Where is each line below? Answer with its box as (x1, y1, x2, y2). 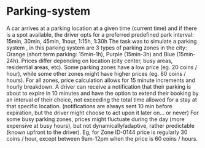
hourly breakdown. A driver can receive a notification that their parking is (6, 83, 191, 90)
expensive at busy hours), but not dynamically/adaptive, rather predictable (6, 122, 195, 129)
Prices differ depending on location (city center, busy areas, (21, 57, 173, 64)
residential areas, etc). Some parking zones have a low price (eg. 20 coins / (6, 63, 198, 71)
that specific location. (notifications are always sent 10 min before (6, 102, 173, 109)
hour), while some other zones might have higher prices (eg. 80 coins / (6, 70, 186, 77)
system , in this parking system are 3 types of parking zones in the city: (6, 44, 187, 51)
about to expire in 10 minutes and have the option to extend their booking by (6, 89, 199, 97)
